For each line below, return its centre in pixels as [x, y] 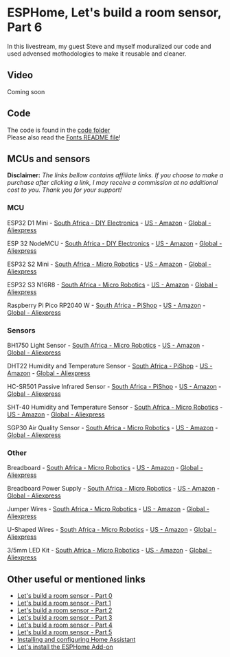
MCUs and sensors [49, 158]
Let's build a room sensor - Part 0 [65, 596]
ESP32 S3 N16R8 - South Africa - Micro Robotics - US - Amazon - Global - [113, 285]
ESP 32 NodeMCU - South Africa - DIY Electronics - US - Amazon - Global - [115, 243]
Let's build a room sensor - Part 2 [65, 610]
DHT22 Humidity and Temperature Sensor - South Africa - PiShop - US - [110, 366]
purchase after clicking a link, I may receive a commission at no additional [113, 183]
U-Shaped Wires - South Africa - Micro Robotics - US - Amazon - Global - [112, 530]
